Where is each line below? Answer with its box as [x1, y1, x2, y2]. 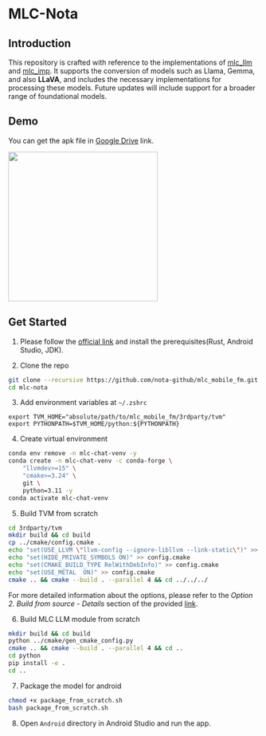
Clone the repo [19, 360, 69, 370]
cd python [8, 651, 41, 660]
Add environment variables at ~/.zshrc [19, 398, 147, 407]
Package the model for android [19, 681, 122, 691]
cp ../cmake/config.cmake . [8, 539, 102, 547]
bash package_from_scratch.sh [8, 703, 109, 712]
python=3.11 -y [22, 486, 73, 494]
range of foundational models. [8, 92, 108, 100]
